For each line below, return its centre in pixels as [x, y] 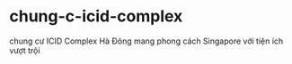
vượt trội [25, 50]
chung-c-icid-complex [96, 16]
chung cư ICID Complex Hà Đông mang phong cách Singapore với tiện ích [146, 41]
